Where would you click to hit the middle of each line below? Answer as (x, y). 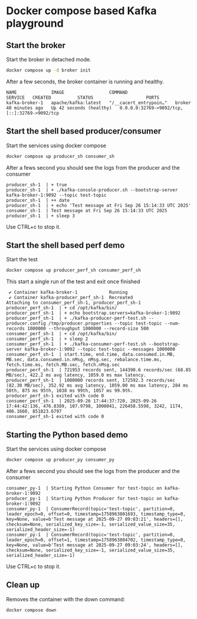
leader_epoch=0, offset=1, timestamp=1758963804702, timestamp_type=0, (96, 540)
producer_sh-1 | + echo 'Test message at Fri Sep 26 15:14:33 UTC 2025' (99, 205)
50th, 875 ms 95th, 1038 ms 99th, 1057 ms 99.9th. (70, 391)
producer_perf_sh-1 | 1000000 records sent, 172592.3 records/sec (91, 380)
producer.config (26, 323)
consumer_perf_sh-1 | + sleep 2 (47, 339)
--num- (173, 323)
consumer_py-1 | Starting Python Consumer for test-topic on (84, 488)
